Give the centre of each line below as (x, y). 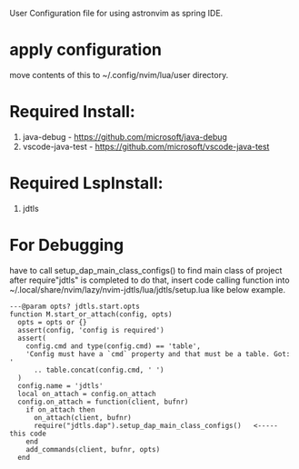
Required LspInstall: (86, 183)
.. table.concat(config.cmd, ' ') (99, 370)
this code (28, 434)
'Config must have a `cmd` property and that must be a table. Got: (158, 354)
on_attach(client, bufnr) (82, 417)
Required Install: (73, 112)
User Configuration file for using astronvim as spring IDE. (116, 13)
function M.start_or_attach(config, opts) (91, 314)
